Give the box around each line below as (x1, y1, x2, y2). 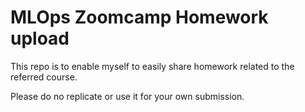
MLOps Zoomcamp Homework (10, 6, 269, 29)
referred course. (10, 71, 78, 83)
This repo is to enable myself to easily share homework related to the (10, 60, 295, 72)
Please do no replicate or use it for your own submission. (10, 90, 245, 102)
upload (10, 27, 70, 50)
